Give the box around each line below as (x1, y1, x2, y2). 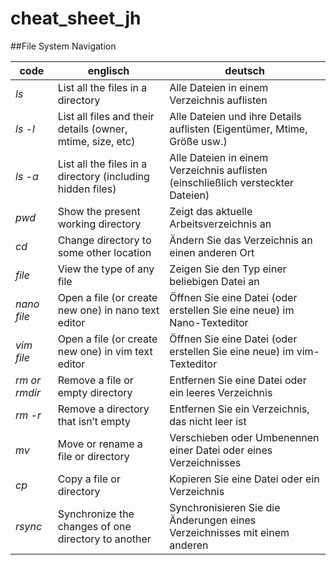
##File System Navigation (10, 40, 117, 52)
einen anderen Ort (169, 245, 255, 259)
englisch (87, 63, 130, 77)
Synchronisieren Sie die (169, 500, 281, 514)
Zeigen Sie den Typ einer (169, 262, 287, 276)
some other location (57, 245, 152, 259)
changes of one (57, 519, 132, 533)
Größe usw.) (169, 134, 228, 148)
